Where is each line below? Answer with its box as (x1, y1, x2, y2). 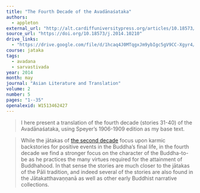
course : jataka (6, 48, 44, 53)
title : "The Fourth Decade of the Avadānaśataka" (6, 8, 132, 15)
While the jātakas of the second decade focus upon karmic (20, 137, 165, 144)
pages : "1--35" (6, 97, 44, 103)
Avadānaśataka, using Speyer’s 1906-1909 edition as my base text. (20, 125, 185, 132)
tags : (6, 53, 20, 59)
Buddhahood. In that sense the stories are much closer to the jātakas (20, 162, 190, 169)
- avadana (11, 58, 36, 64)
